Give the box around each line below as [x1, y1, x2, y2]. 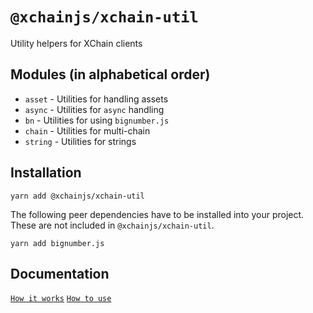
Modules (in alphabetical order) [10, 66, 211, 83]
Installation [10, 164, 82, 182]
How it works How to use [10, 294, 112, 304]
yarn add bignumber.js [10, 238, 105, 248]
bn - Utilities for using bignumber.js [24, 114, 170, 126]
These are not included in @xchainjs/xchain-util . [10, 219, 215, 231]
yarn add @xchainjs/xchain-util [10, 191, 145, 201]
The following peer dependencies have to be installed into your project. [10, 208, 305, 220]
